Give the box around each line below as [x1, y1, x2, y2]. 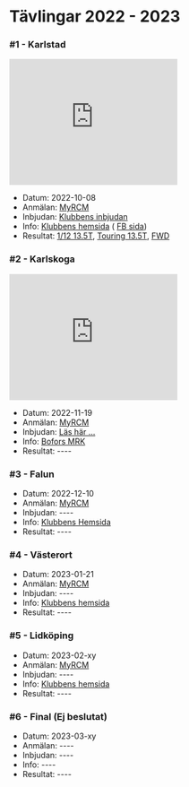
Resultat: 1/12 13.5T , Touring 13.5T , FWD [21, 230, 170, 241]
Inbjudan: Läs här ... [21, 426, 96, 437]
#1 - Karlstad [9, 39, 66, 51]
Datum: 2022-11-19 [21, 407, 92, 418]
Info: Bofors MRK [21, 436, 86, 446]
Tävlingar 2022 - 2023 [9, 6, 181, 27]
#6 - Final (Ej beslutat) [9, 710, 107, 722]
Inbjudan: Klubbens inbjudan [21, 212, 128, 222]
